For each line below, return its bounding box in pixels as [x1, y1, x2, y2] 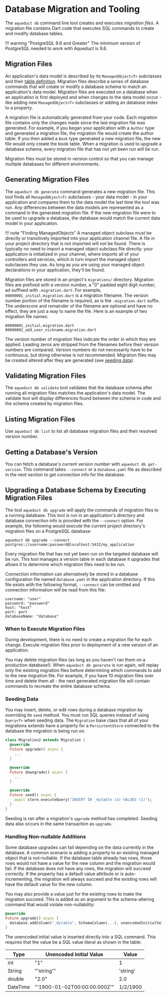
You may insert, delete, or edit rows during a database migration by [5, 707, 143, 713]
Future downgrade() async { [9, 769, 68, 775]
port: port [5, 609, 28, 614]
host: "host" [5, 605, 32, 610]
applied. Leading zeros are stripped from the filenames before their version [5, 341, 159, 347]
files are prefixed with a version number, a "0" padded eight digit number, [5, 282, 156, 288]
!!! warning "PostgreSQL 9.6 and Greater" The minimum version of [5, 40, 141, 46]
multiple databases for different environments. [5, 161, 100, 167]
